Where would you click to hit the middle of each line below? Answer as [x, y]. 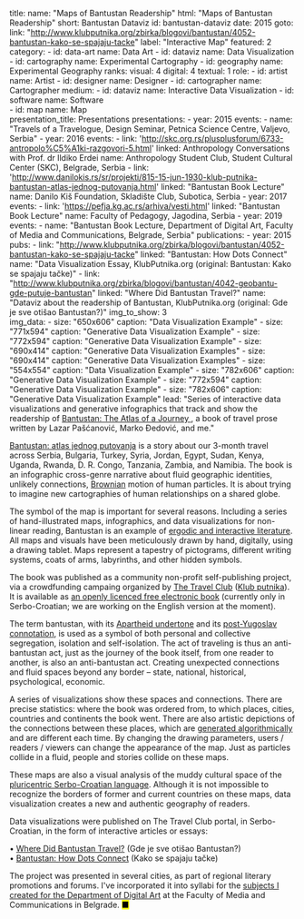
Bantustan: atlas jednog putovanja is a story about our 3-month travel [139, 445]
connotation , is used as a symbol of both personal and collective [130, 633]
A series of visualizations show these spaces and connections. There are [146, 699]
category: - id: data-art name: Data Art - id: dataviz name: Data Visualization [152, 52]
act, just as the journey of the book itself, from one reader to [161, 652]
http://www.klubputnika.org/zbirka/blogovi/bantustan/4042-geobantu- [146, 283]
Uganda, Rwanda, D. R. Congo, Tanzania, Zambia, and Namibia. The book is [151, 465]
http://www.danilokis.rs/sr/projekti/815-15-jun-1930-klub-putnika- [135, 177]
